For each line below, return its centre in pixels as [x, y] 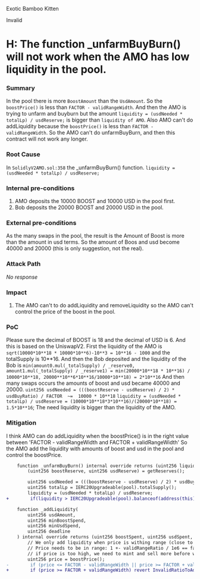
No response [22, 277]
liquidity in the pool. [57, 69]
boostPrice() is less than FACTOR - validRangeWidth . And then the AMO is [96, 107]
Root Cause [23, 154]
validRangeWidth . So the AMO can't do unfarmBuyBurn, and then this [91, 133]
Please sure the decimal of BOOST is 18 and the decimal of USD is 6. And [96, 340]
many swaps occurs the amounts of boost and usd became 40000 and [93, 383]
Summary [21, 88]
